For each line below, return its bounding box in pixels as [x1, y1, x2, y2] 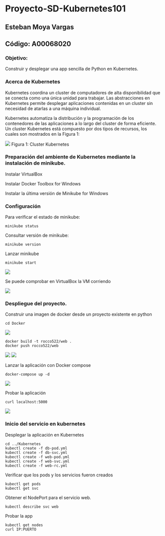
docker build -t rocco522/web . [5, 339, 72, 344]
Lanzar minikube [5, 251, 39, 257]
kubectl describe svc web [5, 504, 58, 509]
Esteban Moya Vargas [5, 23, 74, 31]
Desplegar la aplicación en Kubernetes [5, 432, 84, 438]
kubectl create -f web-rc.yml [5, 463, 68, 468]
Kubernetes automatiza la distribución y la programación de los [5, 115, 134, 121]
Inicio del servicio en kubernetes [5, 421, 86, 428]
